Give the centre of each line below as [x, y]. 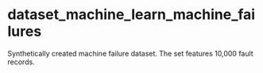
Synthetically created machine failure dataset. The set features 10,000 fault [130, 53]
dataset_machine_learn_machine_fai [131, 15]
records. [21, 62]
